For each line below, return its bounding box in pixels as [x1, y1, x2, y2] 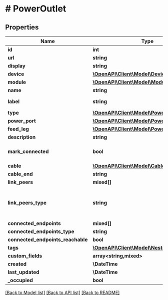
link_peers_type [7, 199, 46, 206]
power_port [7, 117, 36, 124]
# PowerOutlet [5, 3, 66, 14]
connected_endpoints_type [7, 228, 74, 235]
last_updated [7, 268, 39, 275]
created [7, 260, 26, 267]
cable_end [7, 170, 33, 177]
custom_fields [7, 252, 42, 259]
